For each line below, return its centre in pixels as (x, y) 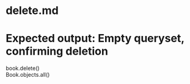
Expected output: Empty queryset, (95, 39)
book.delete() (23, 68)
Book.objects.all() (28, 75)
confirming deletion (57, 51)
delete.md (32, 11)
